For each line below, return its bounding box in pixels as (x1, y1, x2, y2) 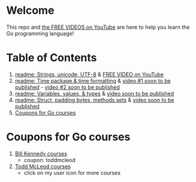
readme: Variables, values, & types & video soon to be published (14, 89, 174, 97)
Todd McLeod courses (14, 163, 71, 170)
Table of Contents (6, 51, 97, 65)
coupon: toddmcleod (23, 156, 76, 163)
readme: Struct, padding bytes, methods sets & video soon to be (14, 96, 174, 103)
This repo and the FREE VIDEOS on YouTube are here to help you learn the (6, 23, 190, 31)
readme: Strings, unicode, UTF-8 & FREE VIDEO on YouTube (14, 70, 164, 78)
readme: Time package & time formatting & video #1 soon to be (14, 77, 171, 84)
